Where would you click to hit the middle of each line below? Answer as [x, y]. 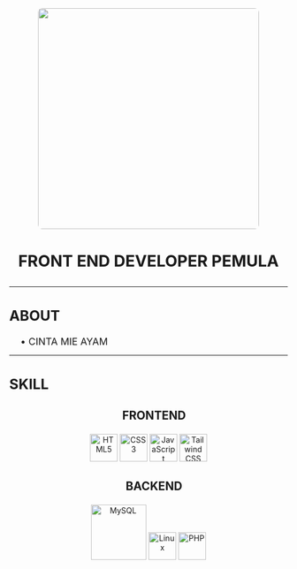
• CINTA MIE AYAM [65, 341]
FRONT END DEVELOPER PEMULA [148, 261]
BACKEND [154, 486]
